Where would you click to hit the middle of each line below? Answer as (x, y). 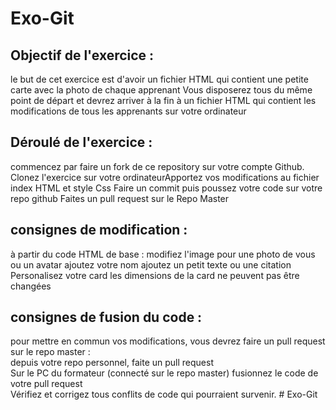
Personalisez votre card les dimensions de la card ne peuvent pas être (155, 275)
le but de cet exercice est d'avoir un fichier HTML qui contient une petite (159, 79)
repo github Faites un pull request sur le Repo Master (120, 198)
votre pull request (46, 384)
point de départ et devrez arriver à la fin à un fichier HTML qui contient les (163, 100)
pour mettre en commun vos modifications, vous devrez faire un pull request (168, 341)
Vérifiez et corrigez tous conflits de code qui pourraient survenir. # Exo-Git (164, 394)
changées (31, 286)
